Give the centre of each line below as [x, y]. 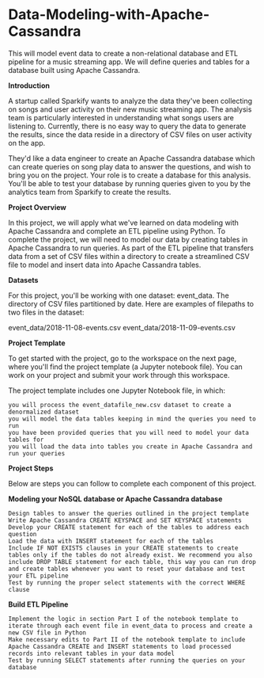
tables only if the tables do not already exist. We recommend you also [130, 555]
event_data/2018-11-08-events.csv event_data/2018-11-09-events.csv [122, 327]
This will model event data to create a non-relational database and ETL [123, 53]
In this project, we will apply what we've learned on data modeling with [124, 223]
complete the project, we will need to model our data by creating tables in [128, 239]
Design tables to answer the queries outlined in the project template [128, 513]
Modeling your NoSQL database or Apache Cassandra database [115, 499]
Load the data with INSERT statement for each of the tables [111, 541]
